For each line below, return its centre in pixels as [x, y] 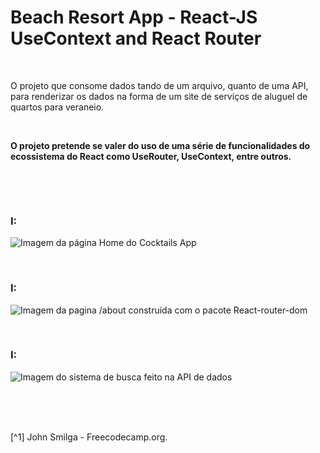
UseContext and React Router [136, 38]
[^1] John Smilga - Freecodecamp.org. [89, 437]
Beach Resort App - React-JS [134, 17]
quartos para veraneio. [57, 107]
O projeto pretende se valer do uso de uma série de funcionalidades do [160, 145]
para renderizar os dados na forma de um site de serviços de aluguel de [159, 96]
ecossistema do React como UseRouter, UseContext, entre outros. [151, 156]
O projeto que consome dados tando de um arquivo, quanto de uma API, [159, 85]
